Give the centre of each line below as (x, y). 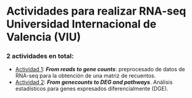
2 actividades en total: (40, 56)
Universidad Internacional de (82, 24)
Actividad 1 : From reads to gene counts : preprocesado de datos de (100, 69)
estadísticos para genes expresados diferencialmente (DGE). (92, 89)
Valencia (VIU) (44, 37)
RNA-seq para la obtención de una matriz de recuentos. (85, 76)
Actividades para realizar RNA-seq (96, 11)
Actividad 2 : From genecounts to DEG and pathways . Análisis (94, 82)
